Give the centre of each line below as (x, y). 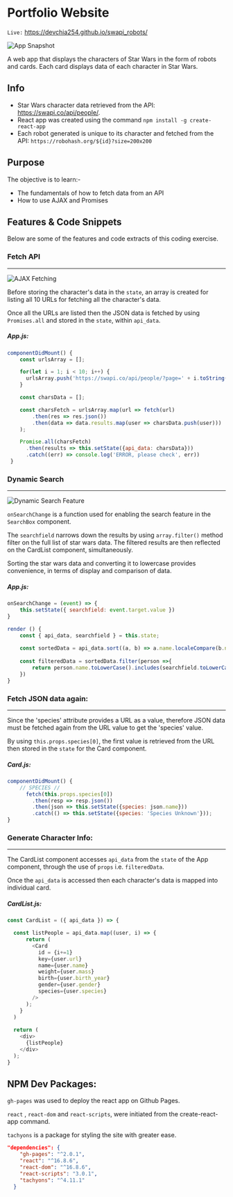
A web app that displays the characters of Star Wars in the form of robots (112, 59)
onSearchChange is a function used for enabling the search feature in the (109, 514)
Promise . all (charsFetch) (55, 442)
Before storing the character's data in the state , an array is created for (108, 292)
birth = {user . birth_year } (74, 979)
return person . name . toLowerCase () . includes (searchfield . (116, 668)
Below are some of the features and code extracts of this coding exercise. (113, 239)
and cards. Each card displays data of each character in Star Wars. (103, 66)
